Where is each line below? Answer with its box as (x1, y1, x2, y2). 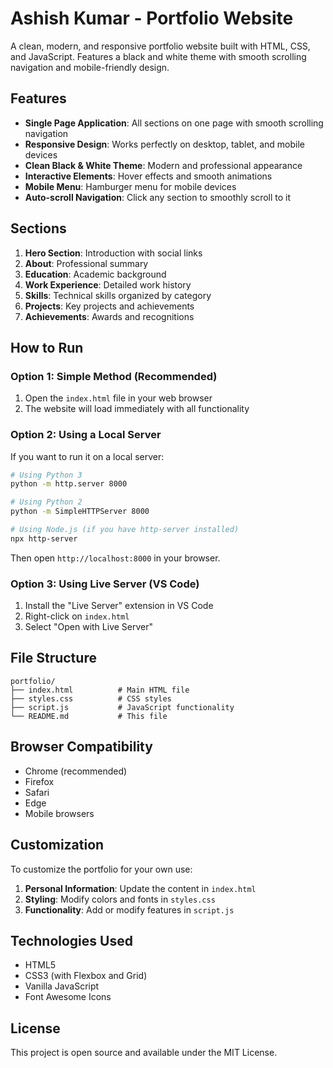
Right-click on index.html (24, 610, 130, 622)
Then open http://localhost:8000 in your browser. (10, 552, 221, 564)
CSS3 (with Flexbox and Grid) (24, 970, 148, 982)
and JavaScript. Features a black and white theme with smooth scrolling (10, 50, 307, 62)
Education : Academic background (24, 268, 167, 280)
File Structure (10, 650, 97, 667)
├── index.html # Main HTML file (10, 685, 190, 695)
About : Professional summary (24, 257, 149, 269)
